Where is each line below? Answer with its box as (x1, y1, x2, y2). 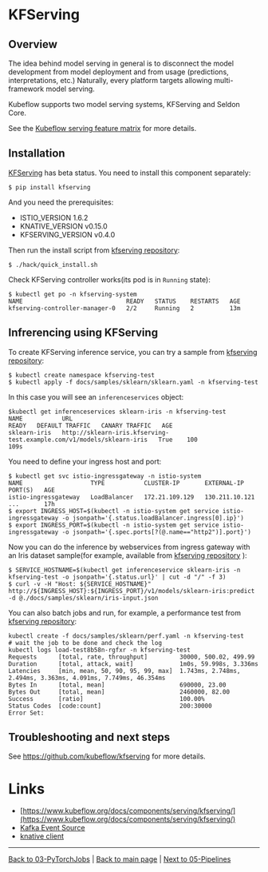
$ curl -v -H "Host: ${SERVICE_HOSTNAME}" (8, 579, 152, 588)
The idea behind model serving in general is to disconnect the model (8, 58, 234, 68)
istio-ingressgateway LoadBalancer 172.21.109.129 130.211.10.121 (8, 493, 255, 501)
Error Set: (8, 709, 45, 717)
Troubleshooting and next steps (8, 731, 171, 744)
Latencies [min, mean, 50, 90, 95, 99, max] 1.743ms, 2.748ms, (8, 667, 241, 675)
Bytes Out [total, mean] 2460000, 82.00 (8, 687, 230, 696)
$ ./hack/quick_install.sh (8, 261, 98, 269)
